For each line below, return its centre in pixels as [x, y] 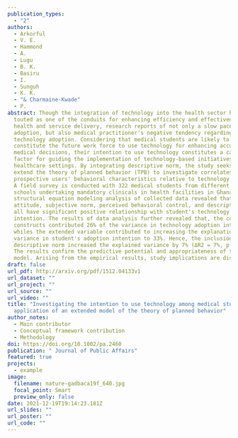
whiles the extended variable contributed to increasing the [106, 231]
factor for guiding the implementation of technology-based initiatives [123, 159]
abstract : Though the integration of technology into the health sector [117, 113]
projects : [22, 364]
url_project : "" [31, 285]
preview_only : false [44, 397]
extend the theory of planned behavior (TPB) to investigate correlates [123, 172]
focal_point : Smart [42, 390]
